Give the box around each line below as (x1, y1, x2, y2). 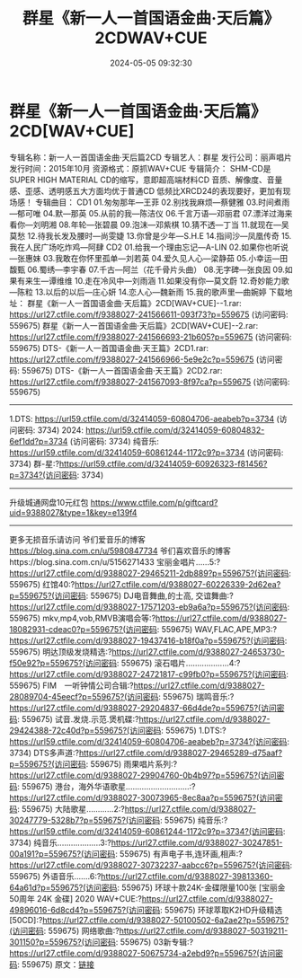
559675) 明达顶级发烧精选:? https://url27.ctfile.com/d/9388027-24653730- (9, 646, 285, 656)
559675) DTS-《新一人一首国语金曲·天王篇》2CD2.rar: (21, 365, 223, 375)
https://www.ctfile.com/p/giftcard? (90, 497, 218, 507)
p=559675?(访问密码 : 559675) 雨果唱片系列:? (9, 758, 178, 769)
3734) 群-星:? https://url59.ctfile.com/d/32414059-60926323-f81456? (9, 458, 268, 469)
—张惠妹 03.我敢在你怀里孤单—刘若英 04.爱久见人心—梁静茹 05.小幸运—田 (9, 252, 289, 263)
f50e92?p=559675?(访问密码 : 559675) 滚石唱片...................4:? (9, 657, 241, 668)
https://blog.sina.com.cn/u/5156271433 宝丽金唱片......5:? (9, 556, 221, 567)
